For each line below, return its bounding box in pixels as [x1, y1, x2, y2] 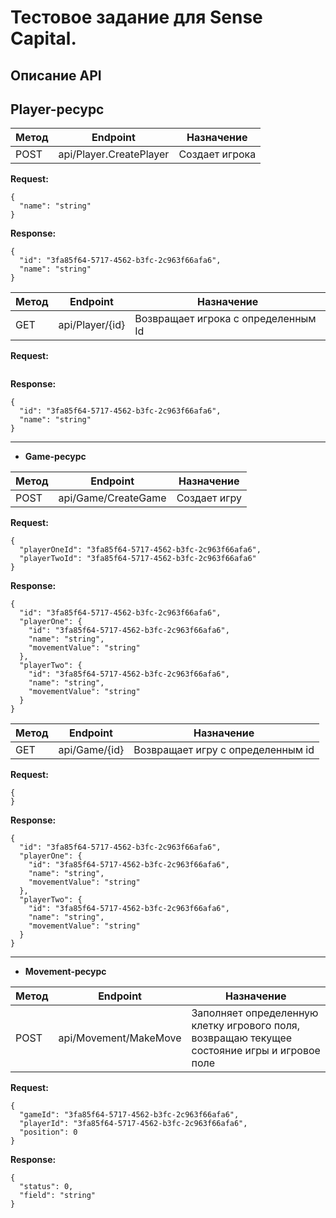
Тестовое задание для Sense [10, 6, 263, 29]
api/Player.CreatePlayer [58, 147, 170, 161]
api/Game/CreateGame [58, 491, 167, 505]
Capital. [10, 27, 77, 50]
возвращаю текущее [191, 1031, 293, 1045]
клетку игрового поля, [191, 1019, 301, 1033]
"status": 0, [19, 1182, 74, 1192]
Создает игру [176, 491, 242, 505]
